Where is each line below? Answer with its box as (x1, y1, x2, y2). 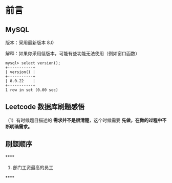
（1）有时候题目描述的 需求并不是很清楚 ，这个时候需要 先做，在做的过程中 (5, 117, 162, 123)
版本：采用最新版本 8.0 (5, 39, 54, 45)
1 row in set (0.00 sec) (5, 87, 58, 93)
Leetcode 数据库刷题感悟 (5, 103, 85, 111)
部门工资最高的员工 (12, 164, 54, 170)
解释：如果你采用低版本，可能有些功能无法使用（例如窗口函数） (5, 51, 140, 56)
